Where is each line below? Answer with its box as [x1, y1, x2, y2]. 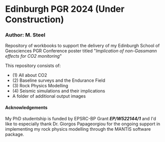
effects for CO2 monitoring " [5, 53, 62, 59]
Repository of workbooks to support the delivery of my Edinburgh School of [5, 43, 160, 49]
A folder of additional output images [12, 93, 86, 99]
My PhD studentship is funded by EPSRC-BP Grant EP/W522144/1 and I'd [5, 115, 156, 121]
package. [5, 131, 24, 137]
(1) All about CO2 [12, 72, 48, 78]
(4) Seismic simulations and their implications [12, 88, 106, 94]
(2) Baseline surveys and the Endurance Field [12, 77, 106, 83]
